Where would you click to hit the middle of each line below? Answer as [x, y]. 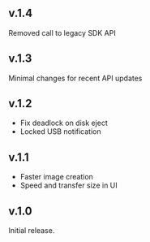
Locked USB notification [60, 132]
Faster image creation [56, 177]
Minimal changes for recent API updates [75, 78]
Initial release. [32, 231]
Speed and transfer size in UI [69, 185]
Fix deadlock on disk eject [64, 123]
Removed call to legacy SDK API [62, 32]
